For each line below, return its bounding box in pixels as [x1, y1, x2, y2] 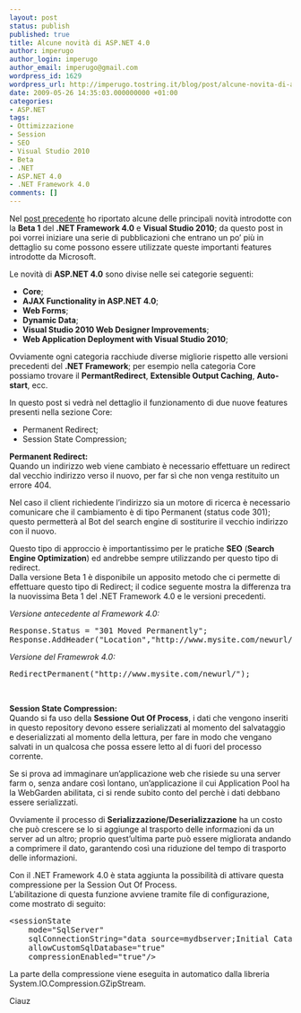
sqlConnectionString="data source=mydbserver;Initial [28, 934, 270, 944]
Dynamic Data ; [21, 315, 79, 325]
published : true [9, 30, 70, 39]
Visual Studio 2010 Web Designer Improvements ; [21, 324, 210, 335]
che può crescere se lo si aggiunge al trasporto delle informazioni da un [9, 824, 275, 834]
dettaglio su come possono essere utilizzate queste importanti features [9, 242, 271, 252]
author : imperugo [9, 47, 74, 56]
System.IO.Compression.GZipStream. [9, 978, 146, 989]
